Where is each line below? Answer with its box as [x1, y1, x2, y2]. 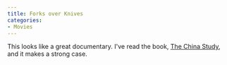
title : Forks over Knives [7, 10, 83, 17]
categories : [7, 17, 42, 24]
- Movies [7, 23, 33, 30]
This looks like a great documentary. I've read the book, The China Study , [7, 43, 221, 51]
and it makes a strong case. [7, 50, 88, 58]
